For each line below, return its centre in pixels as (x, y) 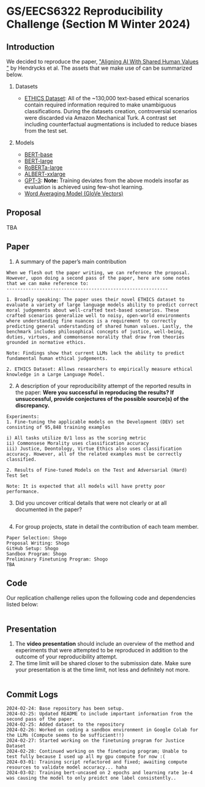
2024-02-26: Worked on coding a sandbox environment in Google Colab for (102, 730)
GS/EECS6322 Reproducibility (85, 11)
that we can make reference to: (47, 283)
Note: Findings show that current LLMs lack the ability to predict (95, 353)
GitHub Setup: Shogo (33, 548)
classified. (21, 459)
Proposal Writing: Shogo (38, 543)
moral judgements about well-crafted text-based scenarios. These (93, 310)
